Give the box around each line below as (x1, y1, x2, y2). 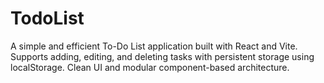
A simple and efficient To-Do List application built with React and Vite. (10, 40, 298, 52)
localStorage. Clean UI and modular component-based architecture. (10, 61, 290, 73)
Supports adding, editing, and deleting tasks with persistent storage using (10, 50, 315, 62)
